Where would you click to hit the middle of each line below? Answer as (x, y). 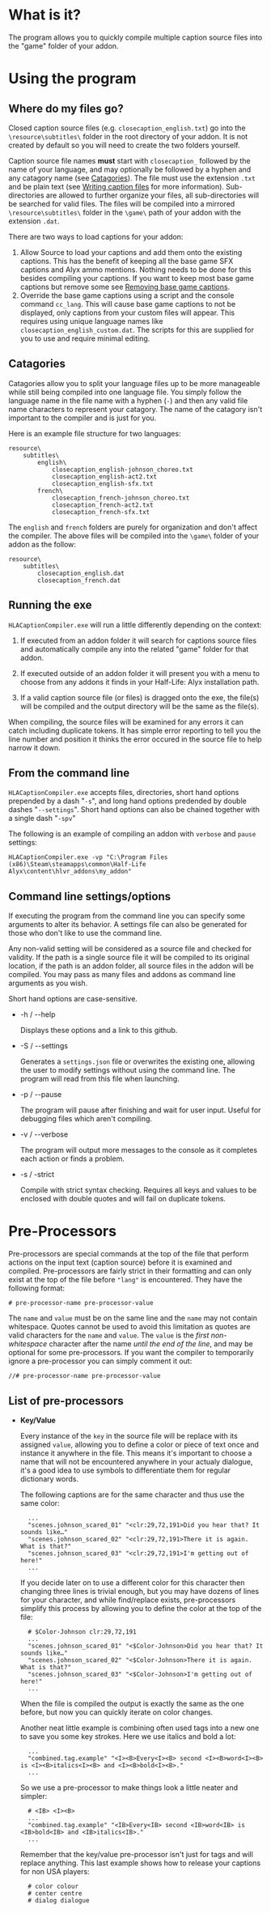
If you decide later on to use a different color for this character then (132, 1582)
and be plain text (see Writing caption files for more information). (116, 186)
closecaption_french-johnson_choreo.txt (121, 498)
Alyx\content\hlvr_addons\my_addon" (70, 872)
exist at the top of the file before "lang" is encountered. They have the (125, 1280)
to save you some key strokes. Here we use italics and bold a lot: (128, 1736)
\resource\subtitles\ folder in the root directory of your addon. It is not (128, 136)
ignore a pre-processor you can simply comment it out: (100, 1361)
